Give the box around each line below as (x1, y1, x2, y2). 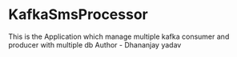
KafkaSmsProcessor (8, 6, 148, 24)
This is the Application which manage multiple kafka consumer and (8, 32, 230, 41)
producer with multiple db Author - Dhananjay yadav (8, 40, 182, 49)
